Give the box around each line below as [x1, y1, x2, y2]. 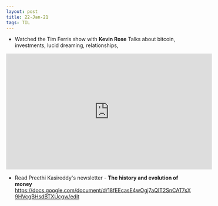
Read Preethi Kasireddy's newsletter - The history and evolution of [14, 174, 179, 181]
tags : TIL [6, 19, 31, 25]
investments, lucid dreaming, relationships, [14, 42, 119, 49]
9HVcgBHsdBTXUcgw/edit [14, 193, 80, 200]
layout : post [6, 8, 38, 15]
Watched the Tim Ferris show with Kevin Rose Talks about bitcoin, [14, 36, 176, 43]
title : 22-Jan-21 [6, 14, 49, 20]
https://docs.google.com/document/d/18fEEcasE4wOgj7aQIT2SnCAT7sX [14, 187, 191, 194]
